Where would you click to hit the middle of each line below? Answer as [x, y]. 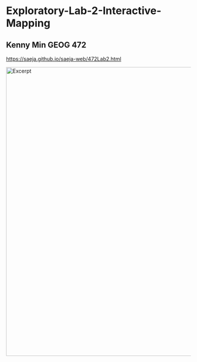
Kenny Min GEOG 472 [46, 45]
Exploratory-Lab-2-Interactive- [84, 11]
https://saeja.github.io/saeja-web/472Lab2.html [64, 59]
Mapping [28, 23]
